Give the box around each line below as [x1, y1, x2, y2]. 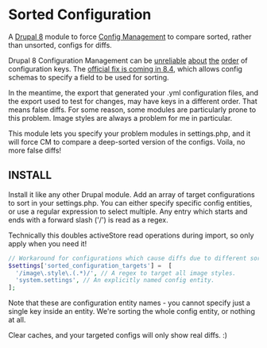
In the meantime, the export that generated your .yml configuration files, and [8, 87, 259, 97]
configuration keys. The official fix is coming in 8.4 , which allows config [8, 64, 242, 73]
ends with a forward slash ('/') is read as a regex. [8, 215, 168, 224]
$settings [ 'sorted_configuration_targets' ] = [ [8, 261, 172, 269]
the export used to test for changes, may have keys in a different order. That [8, 96, 257, 106]
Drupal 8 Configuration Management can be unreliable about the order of [8, 56, 248, 65]
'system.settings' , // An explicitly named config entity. [15, 276, 215, 284]
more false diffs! [8, 145, 62, 155]
